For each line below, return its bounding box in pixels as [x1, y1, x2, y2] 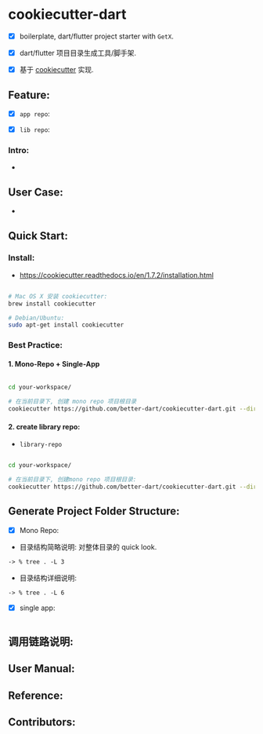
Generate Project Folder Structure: [8, 505, 180, 518]
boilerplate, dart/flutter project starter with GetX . [19, 31, 174, 41]
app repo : [19, 108, 51, 119]
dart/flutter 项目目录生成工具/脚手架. [19, 49, 137, 57]
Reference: [8, 688, 63, 702]
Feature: [8, 88, 50, 101]
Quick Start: [8, 229, 68, 243]
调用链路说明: [8, 635, 74, 648]
